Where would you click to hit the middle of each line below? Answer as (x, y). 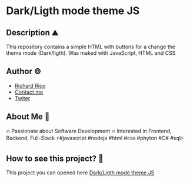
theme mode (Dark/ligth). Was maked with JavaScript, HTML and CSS (91, 53)
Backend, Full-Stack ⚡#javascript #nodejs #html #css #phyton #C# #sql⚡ (95, 138)
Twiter (22, 98)
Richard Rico (30, 85)
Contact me (29, 92)
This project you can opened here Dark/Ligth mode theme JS (80, 173)
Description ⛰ (32, 33)
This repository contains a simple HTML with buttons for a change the (91, 47)
